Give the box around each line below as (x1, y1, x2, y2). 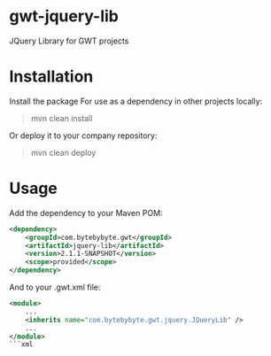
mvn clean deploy (30, 147, 97, 158)
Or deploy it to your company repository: (9, 130, 158, 141)
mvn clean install (30, 112, 93, 123)
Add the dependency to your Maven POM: (9, 207, 163, 218)
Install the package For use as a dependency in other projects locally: (9, 96, 263, 106)
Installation (9, 66, 94, 87)
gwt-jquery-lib (9, 6, 120, 27)
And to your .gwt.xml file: (9, 282, 101, 293)
